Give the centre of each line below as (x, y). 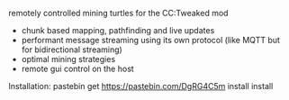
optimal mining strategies (68, 59)
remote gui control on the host (77, 68)
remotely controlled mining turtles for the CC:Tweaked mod (118, 13)
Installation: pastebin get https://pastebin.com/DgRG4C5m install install (141, 86)
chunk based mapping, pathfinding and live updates (118, 30)
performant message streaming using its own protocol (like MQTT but (151, 40)
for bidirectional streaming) (72, 50)
